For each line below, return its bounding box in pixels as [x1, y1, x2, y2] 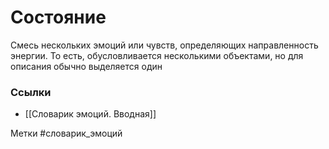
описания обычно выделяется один [10, 60, 163, 72]
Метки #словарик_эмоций [10, 127, 123, 140]
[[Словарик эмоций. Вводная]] [24, 108, 157, 120]
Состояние [10, 6, 107, 29]
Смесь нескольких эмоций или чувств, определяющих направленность [10, 39, 319, 51]
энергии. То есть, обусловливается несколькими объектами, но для [10, 49, 304, 61]
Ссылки [10, 85, 52, 99]
